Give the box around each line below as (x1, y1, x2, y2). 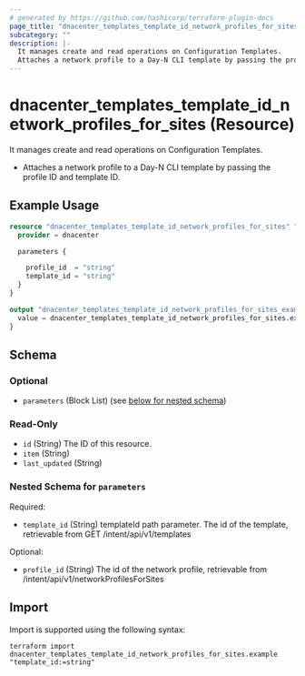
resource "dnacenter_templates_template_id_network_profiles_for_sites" (9, 222, 290, 231)
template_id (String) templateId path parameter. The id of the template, (22, 519, 289, 530)
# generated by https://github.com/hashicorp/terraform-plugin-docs (9, 13, 274, 23)
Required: (9, 501, 46, 512)
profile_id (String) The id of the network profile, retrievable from (22, 563, 268, 574)
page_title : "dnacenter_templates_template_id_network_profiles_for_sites (9, 22, 299, 31)
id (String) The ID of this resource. (22, 439, 152, 449)
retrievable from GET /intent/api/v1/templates (22, 529, 192, 540)
